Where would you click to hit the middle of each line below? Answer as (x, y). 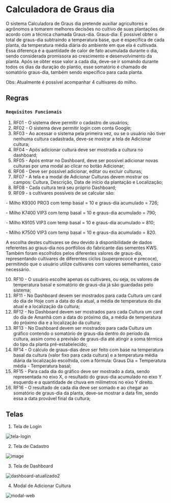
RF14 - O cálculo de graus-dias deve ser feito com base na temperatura (88, 350)
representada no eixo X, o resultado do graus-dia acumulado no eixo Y (87, 377)
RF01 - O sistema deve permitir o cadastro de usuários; (71, 122)
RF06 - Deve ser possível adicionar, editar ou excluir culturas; (78, 171)
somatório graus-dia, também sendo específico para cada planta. (75, 72)
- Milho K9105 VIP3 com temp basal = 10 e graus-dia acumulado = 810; (80, 222)
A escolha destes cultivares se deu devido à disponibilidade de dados (79, 242)
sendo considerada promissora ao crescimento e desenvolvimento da (79, 56)
